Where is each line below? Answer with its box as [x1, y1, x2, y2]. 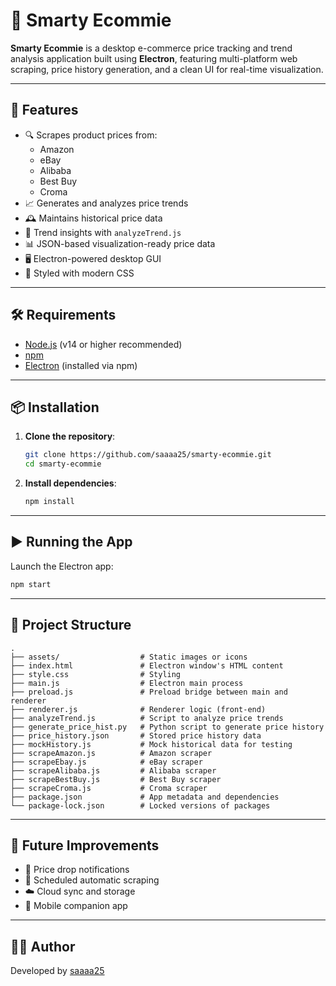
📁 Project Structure [10, 617, 132, 634]
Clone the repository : [24, 430, 116, 443]
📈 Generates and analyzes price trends [24, 197, 189, 209]
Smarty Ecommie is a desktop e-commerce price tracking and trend [10, 42, 293, 54]
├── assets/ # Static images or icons [10, 652, 248, 662]
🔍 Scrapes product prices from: [24, 129, 158, 141]
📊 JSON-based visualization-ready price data [24, 237, 216, 249]
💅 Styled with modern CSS [24, 267, 135, 279]
